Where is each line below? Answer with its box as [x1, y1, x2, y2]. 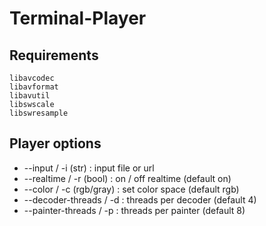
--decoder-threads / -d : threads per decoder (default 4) [23, 193, 257, 206]
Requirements [9, 47, 99, 64]
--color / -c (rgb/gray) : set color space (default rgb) [23, 183, 240, 195]
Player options [9, 135, 102, 152]
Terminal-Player [9, 7, 147, 30]
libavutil [9, 91, 51, 101]
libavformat [9, 82, 59, 92]
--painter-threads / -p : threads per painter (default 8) [23, 204, 246, 216]
